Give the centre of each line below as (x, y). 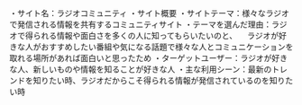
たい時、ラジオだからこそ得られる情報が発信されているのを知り (167, 80)
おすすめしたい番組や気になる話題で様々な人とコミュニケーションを (167, 47)
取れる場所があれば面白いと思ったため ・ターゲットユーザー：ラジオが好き (149, 58)
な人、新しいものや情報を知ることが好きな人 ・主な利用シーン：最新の (141, 69)
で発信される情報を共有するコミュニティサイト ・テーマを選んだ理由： (141, 24)
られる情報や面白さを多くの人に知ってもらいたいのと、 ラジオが (156, 35)
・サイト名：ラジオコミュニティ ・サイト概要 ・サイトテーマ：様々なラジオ (150, 13)
